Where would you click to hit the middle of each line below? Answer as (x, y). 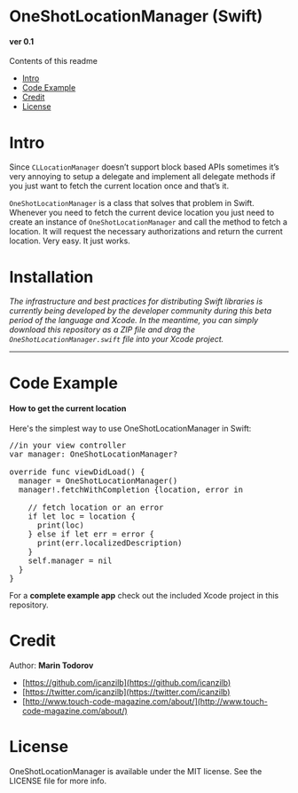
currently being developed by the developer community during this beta (141, 311)
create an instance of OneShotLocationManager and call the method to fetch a (149, 222)
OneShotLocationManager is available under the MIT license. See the (136, 771)
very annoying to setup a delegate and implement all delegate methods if (143, 177)
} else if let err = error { (91, 534)
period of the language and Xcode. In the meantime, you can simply (134, 321)
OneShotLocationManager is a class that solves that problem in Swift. (132, 203)
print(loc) (60, 525)
